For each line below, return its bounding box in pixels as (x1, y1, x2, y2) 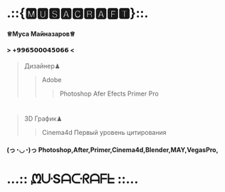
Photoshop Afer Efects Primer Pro (59, 89, 159, 98)
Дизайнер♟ (23, 61, 61, 70)
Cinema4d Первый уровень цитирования (41, 128, 167, 137)
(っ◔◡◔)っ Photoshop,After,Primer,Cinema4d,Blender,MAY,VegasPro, (6, 145, 219, 154)
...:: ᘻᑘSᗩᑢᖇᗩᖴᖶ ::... (6, 171, 139, 187)
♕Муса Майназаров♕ (6, 29, 75, 38)
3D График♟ (23, 114, 63, 123)
